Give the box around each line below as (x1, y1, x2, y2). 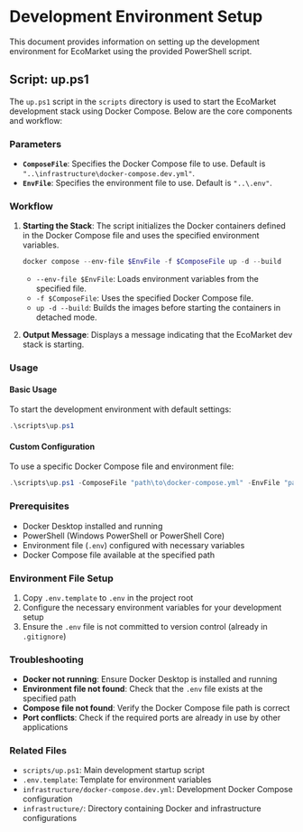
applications (22, 722, 69, 733)
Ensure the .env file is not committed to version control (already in (22, 621, 268, 631)
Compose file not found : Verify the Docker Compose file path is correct (22, 703, 290, 714)
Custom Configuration (9, 441, 96, 452)
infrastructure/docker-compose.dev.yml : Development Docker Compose (22, 784, 293, 795)
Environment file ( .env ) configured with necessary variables (22, 539, 245, 550)
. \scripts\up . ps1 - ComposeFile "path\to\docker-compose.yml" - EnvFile (9, 479, 280, 488)
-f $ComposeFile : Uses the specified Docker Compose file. (35, 293, 254, 304)
